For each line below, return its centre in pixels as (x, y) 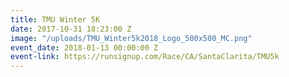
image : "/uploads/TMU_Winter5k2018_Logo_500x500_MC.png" (131, 38)
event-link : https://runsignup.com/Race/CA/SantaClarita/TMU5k (145, 57)
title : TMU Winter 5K (55, 19)
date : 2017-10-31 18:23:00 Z (71, 29)
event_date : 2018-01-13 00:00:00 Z (84, 47)
